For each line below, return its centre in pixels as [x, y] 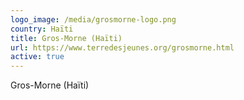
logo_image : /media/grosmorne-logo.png [93, 19]
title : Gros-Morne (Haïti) [66, 38]
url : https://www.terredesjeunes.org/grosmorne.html [122, 47]
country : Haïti [42, 29]
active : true [37, 57]
